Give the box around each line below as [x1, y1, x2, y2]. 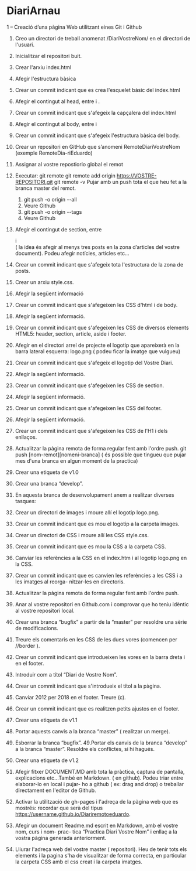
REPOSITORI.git [15, 178, 53, 185]
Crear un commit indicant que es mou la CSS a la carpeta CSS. [15, 543, 166, 550]
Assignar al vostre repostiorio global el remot [15, 160, 124, 168]
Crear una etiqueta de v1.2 [15, 757, 79, 764]
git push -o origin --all [23, 196, 78, 203]
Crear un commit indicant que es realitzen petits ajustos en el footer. [15, 705, 180, 712]
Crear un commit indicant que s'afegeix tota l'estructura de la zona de [15, 261, 184, 268]
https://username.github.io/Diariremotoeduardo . [15, 810, 131, 818]
